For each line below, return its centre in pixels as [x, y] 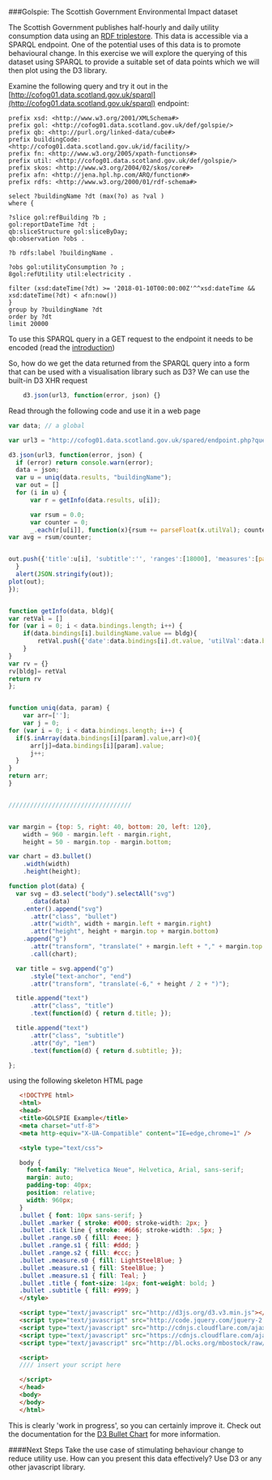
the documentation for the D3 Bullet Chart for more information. [115, 1434]
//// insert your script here [70, 1365]
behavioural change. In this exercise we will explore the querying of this [128, 53]
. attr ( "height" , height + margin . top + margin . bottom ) [124, 931]
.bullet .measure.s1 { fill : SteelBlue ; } [91, 1268]
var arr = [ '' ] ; [47, 716]
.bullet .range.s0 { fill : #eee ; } [79, 1238]
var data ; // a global [47, 426]
